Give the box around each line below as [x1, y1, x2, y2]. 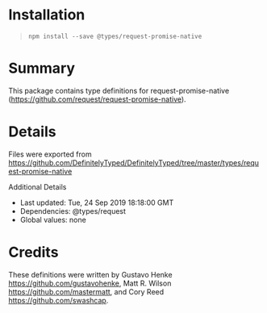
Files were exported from [8, 149, 92, 159]
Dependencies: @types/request [19, 206, 127, 215]
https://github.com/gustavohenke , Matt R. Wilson [8, 278, 172, 288]
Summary [8, 59, 75, 77]
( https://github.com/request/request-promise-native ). [8, 94, 187, 104]
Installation [8, 6, 86, 24]
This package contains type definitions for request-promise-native [8, 86, 230, 95]
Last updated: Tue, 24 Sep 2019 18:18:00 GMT [19, 198, 174, 207]
